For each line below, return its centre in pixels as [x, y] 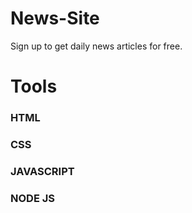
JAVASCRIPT [42, 171]
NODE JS [32, 198]
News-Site [55, 18]
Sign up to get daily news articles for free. [96, 46]
